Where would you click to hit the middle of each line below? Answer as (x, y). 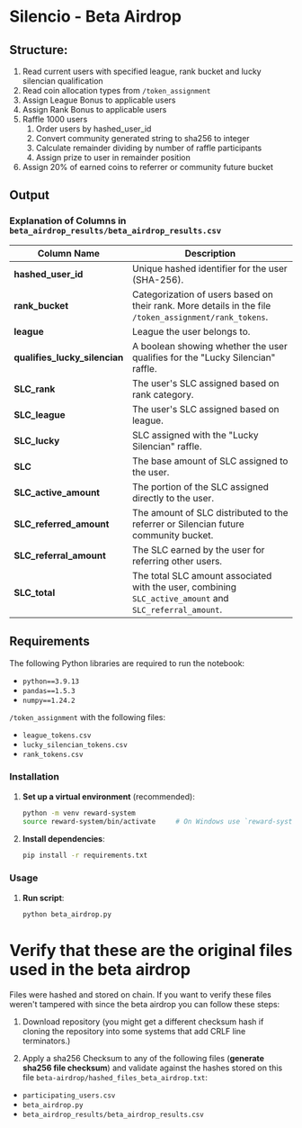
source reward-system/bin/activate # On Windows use (131, 821)
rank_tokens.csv (53, 754)
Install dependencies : (63, 838)
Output (29, 195)
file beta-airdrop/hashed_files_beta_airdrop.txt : (115, 1077)
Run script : (43, 898)
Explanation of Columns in (68, 221)
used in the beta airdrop (100, 969)
